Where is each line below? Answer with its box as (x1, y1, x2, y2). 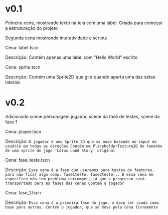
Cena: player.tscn (5, 128, 42, 134)
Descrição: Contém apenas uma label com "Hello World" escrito (5, 54, 138, 60)
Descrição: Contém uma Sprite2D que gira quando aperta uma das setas (5, 74, 155, 80)
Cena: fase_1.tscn (5, 189, 41, 195)
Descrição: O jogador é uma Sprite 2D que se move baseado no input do (5, 138, 157, 144)
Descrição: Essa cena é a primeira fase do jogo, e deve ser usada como (5, 199, 159, 205)
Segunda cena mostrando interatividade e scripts (5, 35, 107, 41)
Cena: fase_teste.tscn (5, 157, 50, 163)
